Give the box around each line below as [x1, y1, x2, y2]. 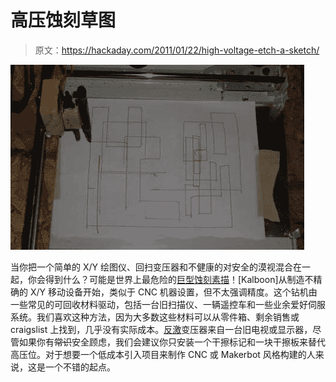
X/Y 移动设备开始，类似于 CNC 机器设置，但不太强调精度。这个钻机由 [29, 286, 318, 298]
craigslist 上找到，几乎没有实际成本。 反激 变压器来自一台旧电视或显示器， [10, 323, 313, 335]
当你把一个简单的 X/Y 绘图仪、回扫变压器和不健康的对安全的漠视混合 [10, 261, 293, 273]
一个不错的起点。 [44, 361, 116, 373]
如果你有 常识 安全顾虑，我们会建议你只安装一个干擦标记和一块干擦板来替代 [18, 336, 326, 348]
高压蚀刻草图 [10, 9, 117, 32]
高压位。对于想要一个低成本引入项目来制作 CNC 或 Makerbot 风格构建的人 [10, 348, 316, 360]
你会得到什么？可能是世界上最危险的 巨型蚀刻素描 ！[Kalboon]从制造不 [27, 273, 314, 285]
